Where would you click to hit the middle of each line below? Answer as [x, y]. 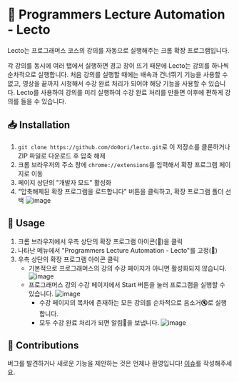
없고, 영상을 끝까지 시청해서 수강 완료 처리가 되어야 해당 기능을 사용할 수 [107, 83]
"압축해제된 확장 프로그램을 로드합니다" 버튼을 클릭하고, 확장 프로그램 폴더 [121, 191]
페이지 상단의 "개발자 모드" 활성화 [65, 182]
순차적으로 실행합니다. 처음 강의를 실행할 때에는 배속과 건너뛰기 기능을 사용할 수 [118, 74]
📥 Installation [39, 125]
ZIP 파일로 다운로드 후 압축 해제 [61, 156]
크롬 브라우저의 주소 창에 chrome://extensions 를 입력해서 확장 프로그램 [117, 164]
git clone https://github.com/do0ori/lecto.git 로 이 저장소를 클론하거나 [124, 146]
